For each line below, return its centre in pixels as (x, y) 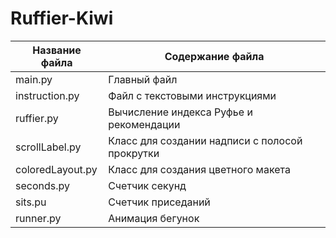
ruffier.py (37, 118)
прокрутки (134, 153)
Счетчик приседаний (159, 202)
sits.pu (31, 202)
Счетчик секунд (147, 185)
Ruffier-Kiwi (62, 18)
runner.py (38, 218)
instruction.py (47, 95)
